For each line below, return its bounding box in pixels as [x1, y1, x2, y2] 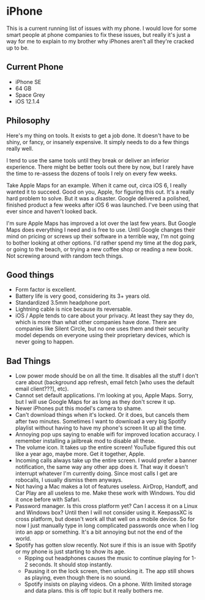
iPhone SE [15, 78, 42, 85]
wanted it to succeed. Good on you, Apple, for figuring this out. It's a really [6, 188, 195, 196]
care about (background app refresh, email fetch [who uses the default [15, 379, 195, 386]
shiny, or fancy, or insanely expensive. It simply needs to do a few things [6, 138, 190, 145]
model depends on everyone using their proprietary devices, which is [15, 332, 191, 339]
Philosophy [6, 115, 51, 126]
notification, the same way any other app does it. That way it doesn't [15, 463, 188, 471]
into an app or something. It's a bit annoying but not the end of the [15, 528, 183, 536]
